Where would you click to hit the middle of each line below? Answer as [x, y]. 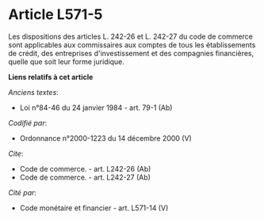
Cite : [16, 153]
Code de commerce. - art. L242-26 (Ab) [85, 168]
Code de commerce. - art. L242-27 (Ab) [85, 177]
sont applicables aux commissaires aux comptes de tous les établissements [132, 44]
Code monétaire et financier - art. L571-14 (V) [94, 208]
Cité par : [23, 192]
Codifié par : [28, 123]
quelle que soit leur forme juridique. [67, 62]
